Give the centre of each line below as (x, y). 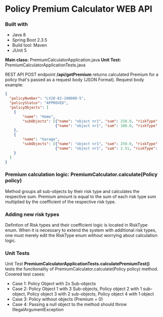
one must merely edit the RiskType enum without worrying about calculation (81, 235)
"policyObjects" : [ (29, 108)
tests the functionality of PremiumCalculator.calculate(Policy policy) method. (82, 269)
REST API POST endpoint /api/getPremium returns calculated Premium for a (82, 75)
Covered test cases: (25, 274)
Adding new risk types (32, 214)
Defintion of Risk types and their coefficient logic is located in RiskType (76, 225)
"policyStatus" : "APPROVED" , (39, 103)
